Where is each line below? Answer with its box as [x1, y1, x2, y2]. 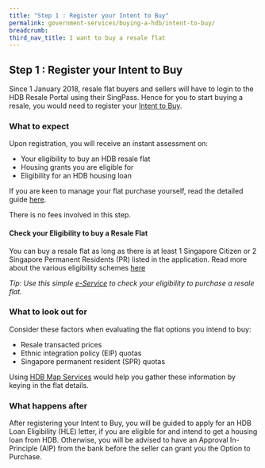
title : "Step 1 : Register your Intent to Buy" [9, 11, 170, 20]
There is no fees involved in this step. [9, 210, 132, 220]
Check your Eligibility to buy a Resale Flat [9, 228, 148, 238]
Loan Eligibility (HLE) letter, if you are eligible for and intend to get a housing [9, 427, 258, 436]
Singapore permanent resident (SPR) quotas [20, 356, 166, 366]
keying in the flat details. [9, 380, 90, 389]
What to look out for [9, 306, 88, 317]
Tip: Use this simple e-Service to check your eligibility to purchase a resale [9, 278, 255, 288]
